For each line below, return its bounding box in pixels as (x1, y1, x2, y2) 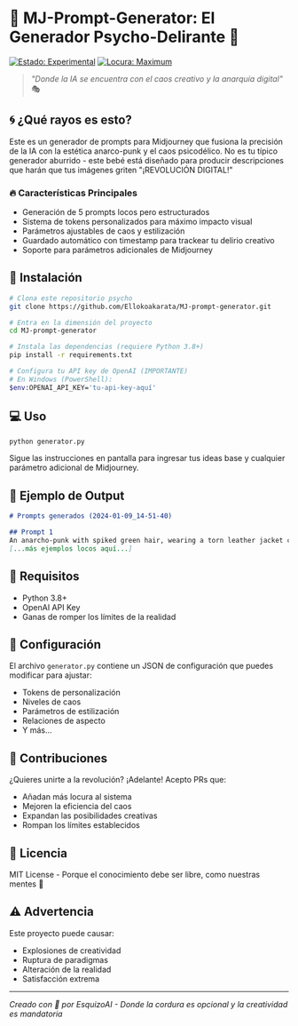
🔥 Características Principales (9, 187, 138, 199)
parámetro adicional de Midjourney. (9, 462, 139, 473)
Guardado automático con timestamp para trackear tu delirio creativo (21, 235, 275, 246)
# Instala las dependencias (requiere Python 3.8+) (9, 342, 204, 352)
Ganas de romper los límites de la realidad (21, 611, 176, 622)
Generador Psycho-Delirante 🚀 (9, 27, 239, 47)
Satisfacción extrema (21, 973, 100, 984)
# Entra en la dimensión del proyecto (9, 318, 153, 327)
